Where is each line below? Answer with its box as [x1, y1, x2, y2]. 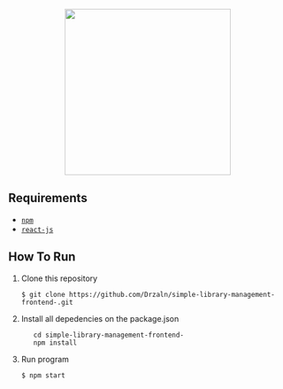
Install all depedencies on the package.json [20, 313, 180, 323]
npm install [33, 338, 78, 347]
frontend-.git [20, 298, 73, 307]
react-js [20, 225, 54, 234]
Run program [20, 354, 70, 364]
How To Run [8, 249, 76, 265]
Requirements [8, 191, 88, 206]
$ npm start [20, 370, 65, 380]
